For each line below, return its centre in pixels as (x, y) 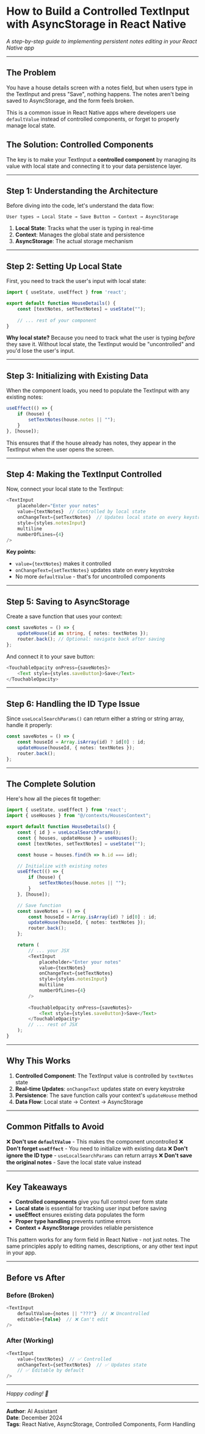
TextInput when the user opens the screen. (60, 449)
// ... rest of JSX (53, 1025)
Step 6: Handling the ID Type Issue (73, 704)
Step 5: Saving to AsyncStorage (68, 602)
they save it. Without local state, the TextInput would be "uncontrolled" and (101, 344)
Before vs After (36, 1277)
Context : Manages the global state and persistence (80, 235)
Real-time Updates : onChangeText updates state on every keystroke (100, 1089)
